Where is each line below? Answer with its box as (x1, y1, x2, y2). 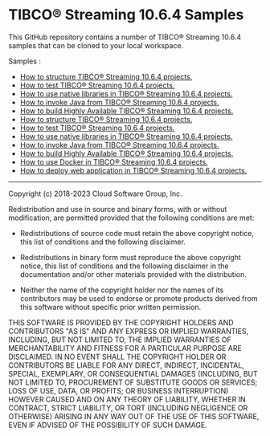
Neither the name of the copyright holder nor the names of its (19, 285, 224, 295)
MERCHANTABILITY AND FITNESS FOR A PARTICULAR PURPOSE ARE (8, 343, 243, 352)
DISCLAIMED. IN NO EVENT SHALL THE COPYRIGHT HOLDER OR (8, 352, 227, 361)
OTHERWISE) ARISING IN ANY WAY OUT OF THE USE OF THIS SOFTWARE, (8, 411, 260, 421)
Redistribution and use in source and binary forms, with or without (8, 204, 227, 214)
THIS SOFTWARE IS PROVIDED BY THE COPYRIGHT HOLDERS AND (8, 317, 235, 327)
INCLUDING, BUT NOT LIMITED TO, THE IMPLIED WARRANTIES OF (8, 335, 231, 344)
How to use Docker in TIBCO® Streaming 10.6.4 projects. (19, 157, 208, 166)
